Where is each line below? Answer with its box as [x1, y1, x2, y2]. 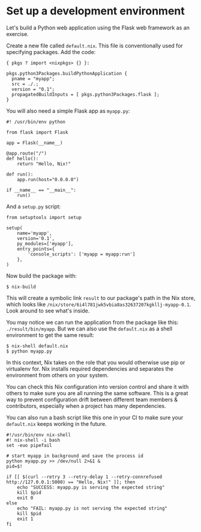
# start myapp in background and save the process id [6, 453, 144, 459]
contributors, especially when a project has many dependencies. [6, 402, 166, 409]
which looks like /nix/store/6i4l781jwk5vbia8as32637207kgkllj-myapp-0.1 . [6, 300, 191, 308]
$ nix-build [6, 284, 36, 290]
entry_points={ [17, 246, 55, 252]
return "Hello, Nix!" [17, 161, 71, 167]
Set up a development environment [6, 4, 185, 18]
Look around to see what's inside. [6, 307, 90, 314]
